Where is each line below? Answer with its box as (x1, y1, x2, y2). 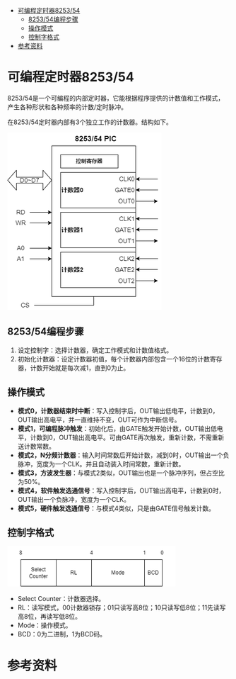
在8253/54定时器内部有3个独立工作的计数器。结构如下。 (7, 118, 173, 126)
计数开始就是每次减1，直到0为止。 (30, 364, 130, 372)
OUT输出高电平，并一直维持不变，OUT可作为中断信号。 (17, 415, 182, 424)
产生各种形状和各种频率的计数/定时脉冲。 (7, 102, 128, 111)
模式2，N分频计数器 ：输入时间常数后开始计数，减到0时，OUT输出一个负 (17, 451, 230, 459)
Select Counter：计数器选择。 (17, 595, 105, 603)
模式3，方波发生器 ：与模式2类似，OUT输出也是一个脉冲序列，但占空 (17, 468, 219, 477)
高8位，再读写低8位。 (17, 612, 82, 621)
